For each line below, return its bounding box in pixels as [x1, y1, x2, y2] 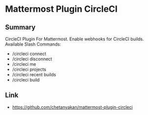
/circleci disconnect [12, 56, 52, 62]
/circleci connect [12, 51, 47, 57]
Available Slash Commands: [5, 41, 61, 47]
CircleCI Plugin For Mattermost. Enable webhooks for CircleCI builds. [5, 36, 144, 42]
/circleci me [12, 61, 36, 67]
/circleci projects [12, 66, 47, 72]
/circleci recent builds [12, 72, 56, 77]
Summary [5, 23, 36, 31]
